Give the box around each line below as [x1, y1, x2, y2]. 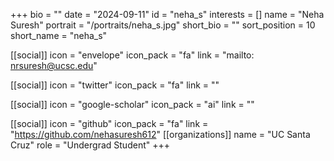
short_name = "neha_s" [10, 30, 108, 41]
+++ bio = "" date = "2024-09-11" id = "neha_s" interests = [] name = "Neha [10, 9, 325, 20]
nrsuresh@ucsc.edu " [10, 60, 98, 71]
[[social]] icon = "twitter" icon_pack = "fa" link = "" [10, 79, 220, 91]
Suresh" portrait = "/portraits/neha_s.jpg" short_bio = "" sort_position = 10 [10, 19, 316, 31]
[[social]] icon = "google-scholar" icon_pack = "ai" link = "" [10, 99, 255, 110]
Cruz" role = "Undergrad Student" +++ [10, 139, 170, 151]
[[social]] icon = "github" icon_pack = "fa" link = [10, 118, 209, 129]
